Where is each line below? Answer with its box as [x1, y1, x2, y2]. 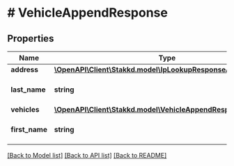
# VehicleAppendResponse [7, 5, 169, 21]
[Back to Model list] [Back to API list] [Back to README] [7, 151, 167, 159]
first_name [10, 125, 47, 134]
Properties [7, 33, 54, 44]
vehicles [10, 105, 40, 114]
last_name [10, 85, 46, 94]
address [10, 65, 39, 74]
